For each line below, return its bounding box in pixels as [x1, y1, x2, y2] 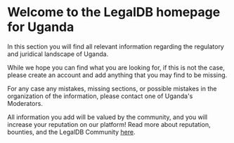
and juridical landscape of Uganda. [7, 50, 109, 58]
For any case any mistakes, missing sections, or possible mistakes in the [7, 84, 217, 93]
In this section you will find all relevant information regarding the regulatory [7, 42, 225, 50]
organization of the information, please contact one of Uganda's [7, 92, 193, 100]
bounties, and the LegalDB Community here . [7, 128, 136, 136]
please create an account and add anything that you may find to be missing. [7, 71, 228, 79]
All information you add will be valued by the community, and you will [7, 113, 208, 121]
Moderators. [7, 99, 44, 107]
